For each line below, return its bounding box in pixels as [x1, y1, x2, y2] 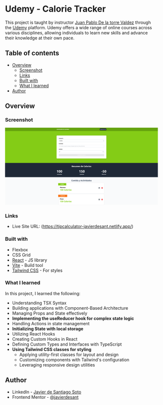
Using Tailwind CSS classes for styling [12, 346, 92, 352]
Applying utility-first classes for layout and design [19, 352, 119, 357]
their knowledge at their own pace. [5, 35, 75, 41]
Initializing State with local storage [12, 326, 83, 332]
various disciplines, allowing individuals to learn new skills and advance [5, 30, 148, 35]
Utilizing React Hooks [12, 331, 55, 336]
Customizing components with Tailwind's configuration [19, 356, 130, 363]
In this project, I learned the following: [5, 290, 81, 296]
